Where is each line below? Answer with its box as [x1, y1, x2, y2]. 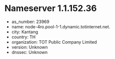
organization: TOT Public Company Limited [11, 39, 97, 45]
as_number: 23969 [11, 19, 49, 24]
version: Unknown [11, 44, 48, 50]
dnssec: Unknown [11, 49, 48, 55]
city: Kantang [11, 29, 38, 35]
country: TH [11, 34, 36, 40]
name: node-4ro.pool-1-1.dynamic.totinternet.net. [11, 24, 111, 29]
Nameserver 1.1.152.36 [4, 3, 97, 14]
